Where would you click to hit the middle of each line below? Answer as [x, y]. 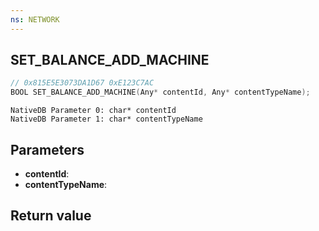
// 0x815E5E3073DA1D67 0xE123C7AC [82, 83]
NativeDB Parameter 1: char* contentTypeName [106, 119]
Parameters [47, 149]
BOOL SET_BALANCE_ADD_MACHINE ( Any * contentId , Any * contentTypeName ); [160, 92]
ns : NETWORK [35, 19]
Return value [51, 216]
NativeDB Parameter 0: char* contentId [93, 111]
